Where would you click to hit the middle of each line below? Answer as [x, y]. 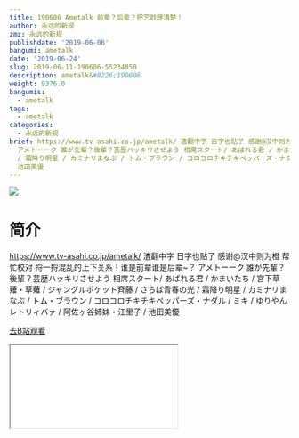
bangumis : [28, 92]
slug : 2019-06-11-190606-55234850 [73, 68]
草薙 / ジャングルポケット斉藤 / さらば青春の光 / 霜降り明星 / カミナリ [152, 289]
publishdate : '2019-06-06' [59, 42]
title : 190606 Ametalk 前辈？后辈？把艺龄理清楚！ [97, 17]
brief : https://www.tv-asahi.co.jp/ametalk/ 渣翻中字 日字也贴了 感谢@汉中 [144, 142]
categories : [31, 126]
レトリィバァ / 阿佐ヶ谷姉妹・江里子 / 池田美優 [94, 312]
